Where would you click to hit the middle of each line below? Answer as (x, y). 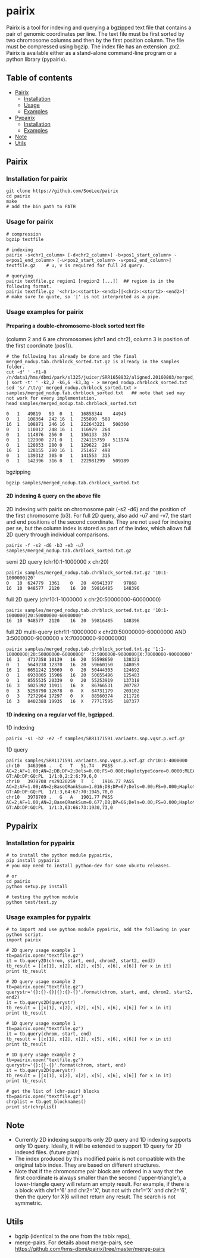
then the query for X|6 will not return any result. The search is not (95, 1197)
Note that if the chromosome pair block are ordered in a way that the (99, 1172)
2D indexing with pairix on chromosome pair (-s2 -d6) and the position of (96, 509)
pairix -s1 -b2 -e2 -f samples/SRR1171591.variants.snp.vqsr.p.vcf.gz (96, 739)
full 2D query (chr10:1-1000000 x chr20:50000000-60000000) (84, 599)
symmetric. (29, 1203)
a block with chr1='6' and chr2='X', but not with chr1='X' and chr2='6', (101, 1191)
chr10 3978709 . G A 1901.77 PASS (60, 798)
